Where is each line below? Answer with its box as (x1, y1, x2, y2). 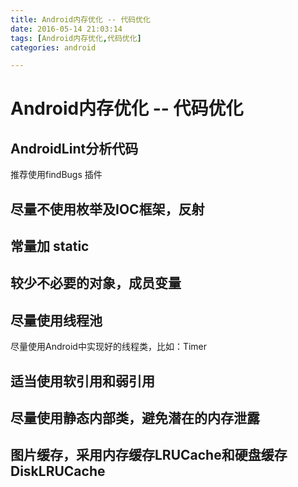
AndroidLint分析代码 (10, 140, 139, 157)
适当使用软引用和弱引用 (10, 372, 155, 390)
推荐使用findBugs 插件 (10, 169, 103, 181)
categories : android (10, 42, 97, 53)
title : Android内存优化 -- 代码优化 (10, 14, 151, 25)
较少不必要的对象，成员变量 (10, 275, 182, 292)
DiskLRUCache (10, 463, 106, 480)
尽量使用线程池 (10, 312, 103, 329)
